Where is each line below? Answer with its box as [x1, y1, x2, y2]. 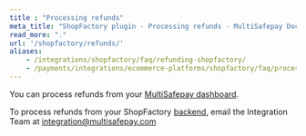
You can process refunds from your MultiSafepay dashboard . [9, 88, 240, 100]
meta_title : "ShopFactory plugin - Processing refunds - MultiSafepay [9, 22, 283, 31]
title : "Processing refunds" [9, 13, 125, 23]
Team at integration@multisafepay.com [9, 115, 157, 127]
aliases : [9, 47, 43, 56]
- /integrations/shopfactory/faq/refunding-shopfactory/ [25, 55, 247, 64]
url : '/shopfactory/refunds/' [9, 38, 125, 48]
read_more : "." [9, 30, 67, 39]
